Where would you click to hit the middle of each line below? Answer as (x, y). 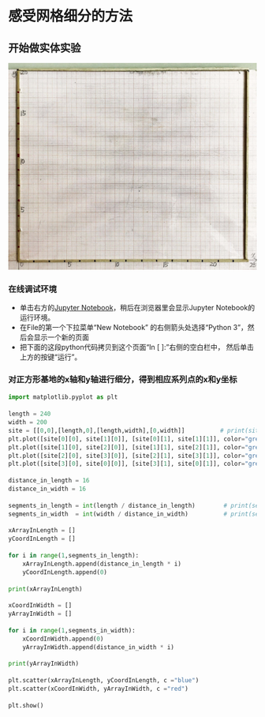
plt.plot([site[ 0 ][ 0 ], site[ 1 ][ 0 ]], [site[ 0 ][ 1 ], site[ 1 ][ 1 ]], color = (127, 439)
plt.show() (26, 705)
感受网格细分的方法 (71, 16)
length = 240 (30, 414)
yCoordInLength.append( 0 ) (65, 572)
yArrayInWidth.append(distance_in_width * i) (99, 647)
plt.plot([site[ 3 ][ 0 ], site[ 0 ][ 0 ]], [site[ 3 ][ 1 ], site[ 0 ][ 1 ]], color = (127, 464)
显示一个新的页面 (61, 337)
